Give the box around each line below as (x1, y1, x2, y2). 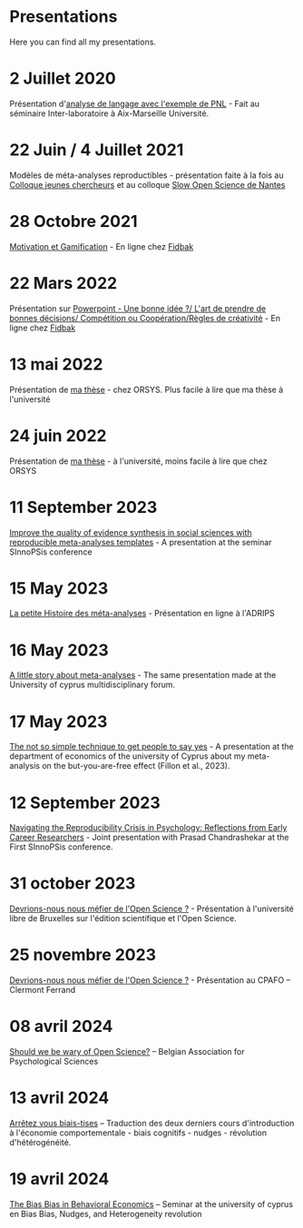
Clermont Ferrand (9, 985, 76, 996)
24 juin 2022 (9, 425, 107, 446)
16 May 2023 (9, 640, 109, 660)
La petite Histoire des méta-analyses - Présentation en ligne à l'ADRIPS (9, 608, 275, 619)
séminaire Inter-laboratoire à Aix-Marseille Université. (9, 107, 210, 119)
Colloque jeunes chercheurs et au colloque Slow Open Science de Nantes (9, 179, 286, 190)
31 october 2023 (9, 873, 136, 894)
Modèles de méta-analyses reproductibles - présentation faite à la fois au (9, 170, 284, 181)
